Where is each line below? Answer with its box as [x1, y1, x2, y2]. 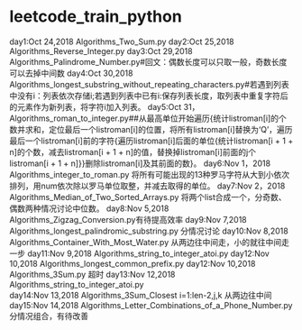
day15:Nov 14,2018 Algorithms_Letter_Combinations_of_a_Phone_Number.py [9, 299, 293, 310]
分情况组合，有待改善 [9, 310, 88, 321]
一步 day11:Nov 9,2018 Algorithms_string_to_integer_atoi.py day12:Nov [9, 248, 270, 259]
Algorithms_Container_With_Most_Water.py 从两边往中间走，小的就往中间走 [9, 236, 290, 247]
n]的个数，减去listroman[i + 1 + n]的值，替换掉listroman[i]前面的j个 [9, 146, 257, 157]
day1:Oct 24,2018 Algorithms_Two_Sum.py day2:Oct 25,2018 [9, 36, 234, 47]
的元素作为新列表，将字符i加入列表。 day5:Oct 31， [9, 101, 200, 112]
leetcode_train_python [9, 6, 182, 27]
